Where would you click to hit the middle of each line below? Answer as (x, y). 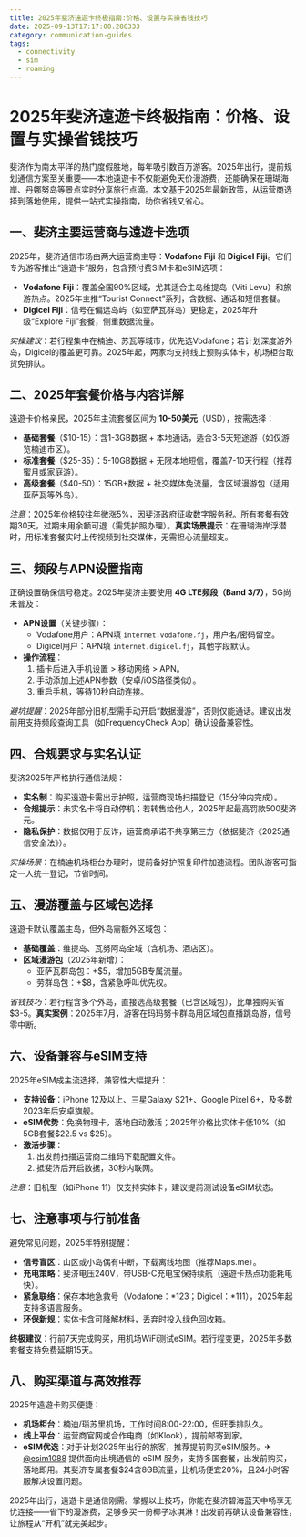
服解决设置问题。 (55, 1481)
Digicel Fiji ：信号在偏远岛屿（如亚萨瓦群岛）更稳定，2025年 (136, 309)
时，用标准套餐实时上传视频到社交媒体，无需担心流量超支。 (121, 537)
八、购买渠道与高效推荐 (75, 1380)
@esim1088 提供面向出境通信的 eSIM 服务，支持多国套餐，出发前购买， (157, 1459)
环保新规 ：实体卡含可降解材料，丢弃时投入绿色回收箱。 (126, 1319)
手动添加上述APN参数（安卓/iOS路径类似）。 (118, 680)
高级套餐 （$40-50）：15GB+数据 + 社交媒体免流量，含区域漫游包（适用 (156, 484)
